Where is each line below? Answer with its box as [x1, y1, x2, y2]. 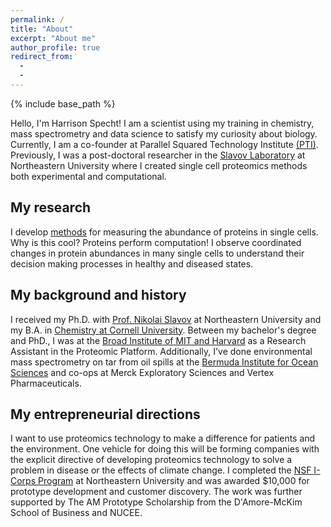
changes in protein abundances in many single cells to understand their [10, 247, 305, 259]
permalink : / [10, 14, 65, 25]
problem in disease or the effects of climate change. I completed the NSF [10, 464, 312, 476]
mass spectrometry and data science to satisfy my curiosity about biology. [10, 127, 318, 140]
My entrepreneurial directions [10, 406, 201, 423]
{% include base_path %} [10, 97, 116, 110]
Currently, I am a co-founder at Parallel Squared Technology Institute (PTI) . [10, 138, 319, 150]
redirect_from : [10, 52, 74, 62]
